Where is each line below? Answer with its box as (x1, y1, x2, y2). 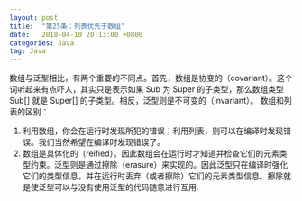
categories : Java (9, 38, 75, 48)
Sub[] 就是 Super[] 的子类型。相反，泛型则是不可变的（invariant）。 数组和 (9, 96, 284, 106)
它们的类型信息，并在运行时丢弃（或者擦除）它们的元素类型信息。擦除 (22, 170, 284, 181)
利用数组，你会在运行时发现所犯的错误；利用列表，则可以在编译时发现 (22, 125, 284, 136)
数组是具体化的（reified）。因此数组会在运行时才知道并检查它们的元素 (22, 148, 279, 159)
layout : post (9, 13, 59, 23)
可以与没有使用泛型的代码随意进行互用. (53, 182, 199, 193)
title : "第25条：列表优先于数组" (9, 22, 125, 31)
